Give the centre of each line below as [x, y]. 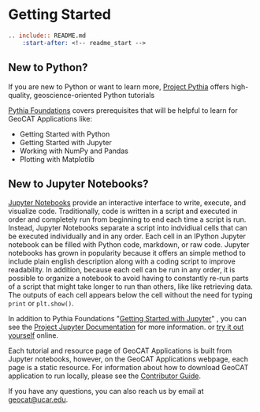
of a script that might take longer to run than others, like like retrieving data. [131, 287]
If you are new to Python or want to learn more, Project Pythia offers [119, 86]
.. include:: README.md [47, 36]
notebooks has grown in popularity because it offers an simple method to [127, 253]
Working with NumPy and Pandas [74, 151]
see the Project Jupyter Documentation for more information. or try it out [126, 327]
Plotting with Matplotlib [57, 159]
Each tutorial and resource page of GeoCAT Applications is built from [120, 351]
